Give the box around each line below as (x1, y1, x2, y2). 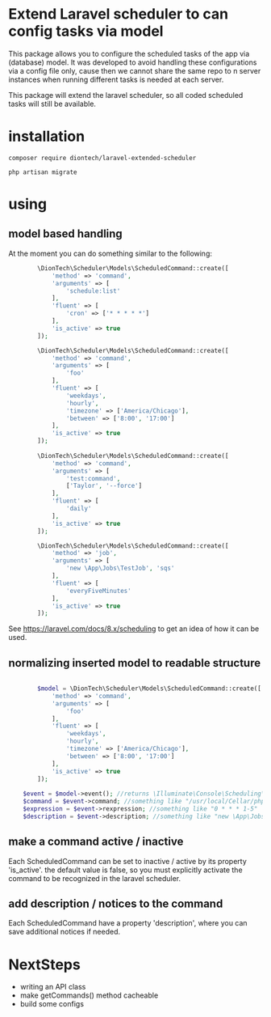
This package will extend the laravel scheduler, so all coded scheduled (8, 90, 244, 100)
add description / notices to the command (8, 897, 223, 911)
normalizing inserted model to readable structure (8, 656, 261, 670)
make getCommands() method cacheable (19, 990, 159, 1000)
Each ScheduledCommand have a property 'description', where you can (8, 918, 248, 928)
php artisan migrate (8, 167, 78, 176)
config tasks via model (8, 22, 164, 40)
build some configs (19, 999, 85, 1009)
